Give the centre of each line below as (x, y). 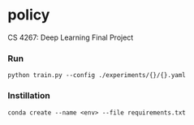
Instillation (29, 96)
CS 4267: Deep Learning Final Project (71, 37)
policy (29, 15)
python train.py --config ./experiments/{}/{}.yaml (97, 75)
